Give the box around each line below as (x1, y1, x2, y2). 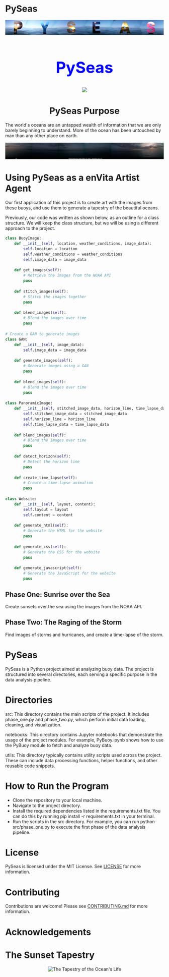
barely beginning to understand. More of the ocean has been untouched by (5, 127, 161, 134)
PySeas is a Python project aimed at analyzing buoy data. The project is (5, 666, 154, 672)
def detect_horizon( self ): (14, 454, 71, 459)
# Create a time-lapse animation (23, 480, 94, 486)
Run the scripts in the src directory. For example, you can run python (12, 818, 155, 825)
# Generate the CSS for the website (23, 549, 100, 555)
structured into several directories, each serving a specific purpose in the (5, 671, 157, 677)
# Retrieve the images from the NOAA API (23, 273, 112, 278)
